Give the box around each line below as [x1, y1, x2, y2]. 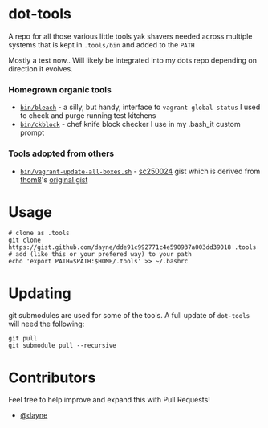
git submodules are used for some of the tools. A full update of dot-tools [8, 311, 250, 320]
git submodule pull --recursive [8, 342, 116, 350]
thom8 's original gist [19, 174, 88, 185]
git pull [8, 335, 38, 343]
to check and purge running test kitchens [19, 111, 156, 120]
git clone [8, 236, 42, 245]
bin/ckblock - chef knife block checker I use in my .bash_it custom [19, 120, 241, 129]
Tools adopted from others [8, 148, 115, 159]
